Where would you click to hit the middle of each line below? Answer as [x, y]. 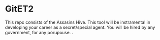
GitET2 [19, 9]
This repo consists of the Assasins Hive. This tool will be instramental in [78, 22]
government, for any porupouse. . [39, 32]
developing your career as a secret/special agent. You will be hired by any [80, 27]
